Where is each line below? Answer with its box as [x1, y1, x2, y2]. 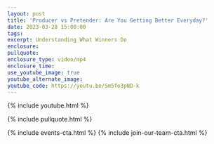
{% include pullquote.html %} [7, 115, 93, 124]
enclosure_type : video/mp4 [7, 56, 86, 63]
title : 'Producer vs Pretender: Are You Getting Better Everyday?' [7, 17, 209, 24]
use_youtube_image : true [7, 69, 80, 76]
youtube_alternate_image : [7, 75, 83, 83]
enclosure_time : [7, 63, 55, 70]
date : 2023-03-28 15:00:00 [7, 23, 86, 30]
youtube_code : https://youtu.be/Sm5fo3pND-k [7, 82, 140, 89]
